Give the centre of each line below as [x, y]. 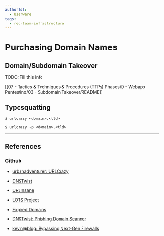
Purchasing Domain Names [61, 47]
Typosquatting [28, 107]
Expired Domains [29, 209]
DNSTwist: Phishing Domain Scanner [49, 219]
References [23, 147]
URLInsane [23, 190]
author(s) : [16, 10]
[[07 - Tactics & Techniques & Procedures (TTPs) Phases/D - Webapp [75, 87]
